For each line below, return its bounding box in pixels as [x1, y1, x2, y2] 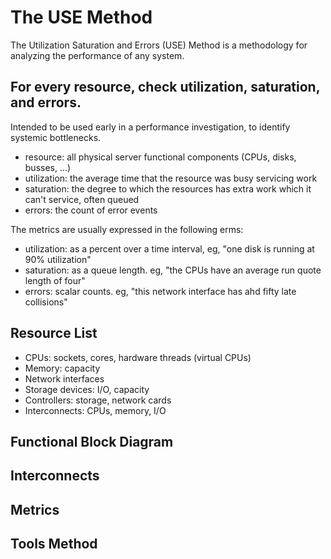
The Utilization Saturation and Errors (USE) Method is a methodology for [10, 39, 308, 51]
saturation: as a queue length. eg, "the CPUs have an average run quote [24, 264, 322, 276]
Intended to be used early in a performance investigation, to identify [10, 121, 291, 133]
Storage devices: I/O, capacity [24, 383, 150, 395]
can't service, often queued [24, 193, 140, 205]
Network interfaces [24, 372, 105, 385]
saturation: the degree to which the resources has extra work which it [24, 182, 312, 195]
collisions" [24, 296, 68, 308]
